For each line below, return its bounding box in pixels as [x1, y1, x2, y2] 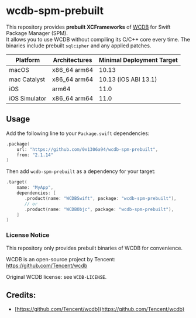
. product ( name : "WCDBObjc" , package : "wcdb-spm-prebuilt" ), [24, 206, 174, 212]
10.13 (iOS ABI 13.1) [98, 75, 157, 83]
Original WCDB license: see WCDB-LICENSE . [6, 273, 107, 280]
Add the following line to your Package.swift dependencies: [6, 130, 150, 137]
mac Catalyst [9, 75, 46, 83]
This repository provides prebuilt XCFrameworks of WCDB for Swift [6, 23, 171, 30]
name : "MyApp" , [16, 185, 54, 191]
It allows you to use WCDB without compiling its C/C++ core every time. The [6, 36, 190, 43]
